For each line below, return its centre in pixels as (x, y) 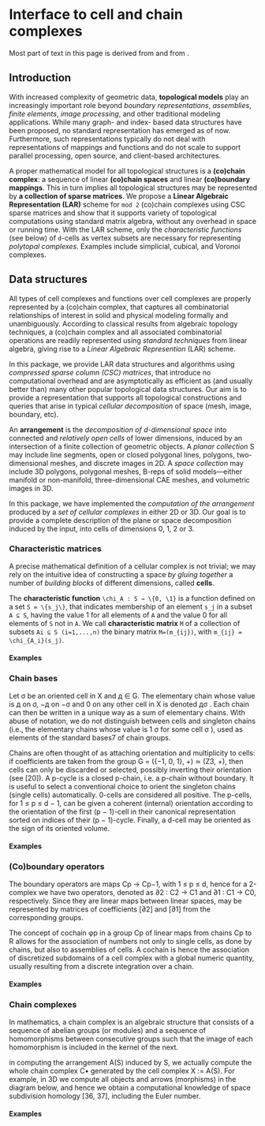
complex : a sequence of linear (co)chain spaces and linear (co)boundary (130, 179)
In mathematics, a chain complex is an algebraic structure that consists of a (132, 1022)
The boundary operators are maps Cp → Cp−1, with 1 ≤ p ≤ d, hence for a (128, 884)
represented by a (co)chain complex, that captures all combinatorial (119, 307)
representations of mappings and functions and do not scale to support (125, 147)
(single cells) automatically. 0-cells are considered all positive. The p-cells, (130, 795)
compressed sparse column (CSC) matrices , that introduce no (110, 372)
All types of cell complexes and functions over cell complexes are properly (130, 298)
